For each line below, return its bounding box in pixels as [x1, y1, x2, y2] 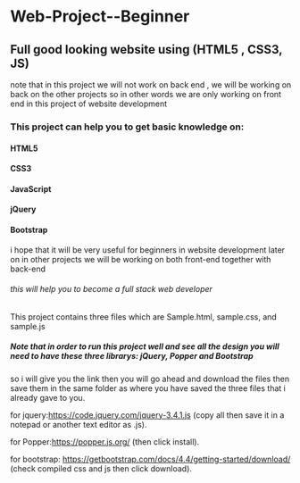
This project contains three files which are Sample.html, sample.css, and [10, 311, 278, 322]
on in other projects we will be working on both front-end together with [10, 254, 271, 264]
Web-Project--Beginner [10, 6, 190, 27]
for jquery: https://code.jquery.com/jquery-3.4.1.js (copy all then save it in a [10, 409, 285, 421]
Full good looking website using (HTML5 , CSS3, [10, 42, 283, 57]
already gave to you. [10, 392, 86, 403]
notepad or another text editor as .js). [10, 419, 147, 429]
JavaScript [10, 183, 52, 194]
